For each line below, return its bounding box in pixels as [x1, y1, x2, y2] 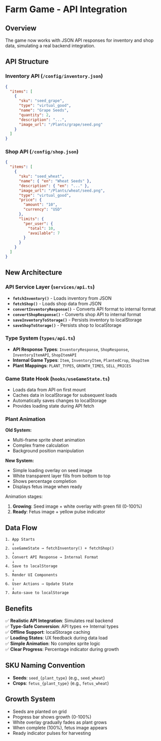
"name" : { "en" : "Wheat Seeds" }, [18, 178, 92, 183]
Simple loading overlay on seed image [12, 468, 93, 474]
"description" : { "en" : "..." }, [18, 183, 90, 189]
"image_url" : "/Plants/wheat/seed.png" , [18, 188, 105, 193]
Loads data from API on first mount [12, 387, 86, 393]
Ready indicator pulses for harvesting [12, 730, 91, 736]
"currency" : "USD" [23, 207, 62, 212]
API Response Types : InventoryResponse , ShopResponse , [12, 346, 129, 352]
